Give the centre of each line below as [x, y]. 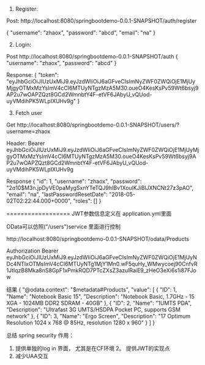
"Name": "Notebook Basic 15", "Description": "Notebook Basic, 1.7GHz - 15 [100, 296]
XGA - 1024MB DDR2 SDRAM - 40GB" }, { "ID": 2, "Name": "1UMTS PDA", [99, 303]
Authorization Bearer [32, 251]
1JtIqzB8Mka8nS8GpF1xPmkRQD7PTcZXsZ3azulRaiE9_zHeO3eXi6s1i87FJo [102, 270]
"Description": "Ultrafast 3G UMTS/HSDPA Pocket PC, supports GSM [93, 309]
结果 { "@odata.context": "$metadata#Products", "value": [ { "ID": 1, [92, 289]
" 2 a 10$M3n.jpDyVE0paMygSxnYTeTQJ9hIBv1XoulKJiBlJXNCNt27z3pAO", [100, 188]
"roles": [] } [87, 201]
